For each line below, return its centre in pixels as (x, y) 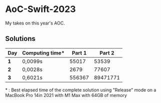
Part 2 (107, 52)
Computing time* (43, 52)
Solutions (20, 39)
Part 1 (79, 52)
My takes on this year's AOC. (35, 23)
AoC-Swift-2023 (40, 9)
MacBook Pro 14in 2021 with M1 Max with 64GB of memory (66, 95)
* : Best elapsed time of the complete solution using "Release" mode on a (81, 90)
